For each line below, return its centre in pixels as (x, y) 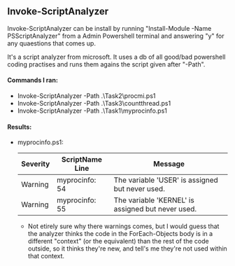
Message (169, 164)
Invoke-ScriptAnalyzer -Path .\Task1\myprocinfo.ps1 (92, 111)
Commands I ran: (33, 80)
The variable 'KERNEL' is (154, 200)
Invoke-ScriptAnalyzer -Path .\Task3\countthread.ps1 (94, 104)
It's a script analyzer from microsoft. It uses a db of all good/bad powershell (116, 57)
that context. (46, 256)
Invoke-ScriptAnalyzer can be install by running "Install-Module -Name (109, 28)
